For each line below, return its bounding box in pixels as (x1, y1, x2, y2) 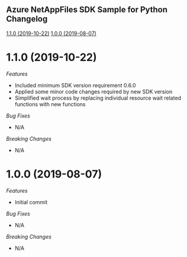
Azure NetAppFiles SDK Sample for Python (6, 5, 167, 15)
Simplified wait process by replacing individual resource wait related (14, 94, 182, 101)
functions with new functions (14, 100, 86, 107)
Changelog (6, 14, 48, 24)
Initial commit (14, 198, 48, 205)
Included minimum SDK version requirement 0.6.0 (14, 81, 136, 88)
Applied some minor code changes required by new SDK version (14, 88, 173, 95)
